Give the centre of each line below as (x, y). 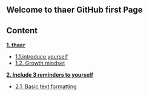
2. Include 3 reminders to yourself (50, 75)
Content (22, 30)
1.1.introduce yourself (41, 57)
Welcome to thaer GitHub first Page (74, 10)
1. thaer (16, 45)
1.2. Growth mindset (40, 63)
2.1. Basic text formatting (46, 86)
